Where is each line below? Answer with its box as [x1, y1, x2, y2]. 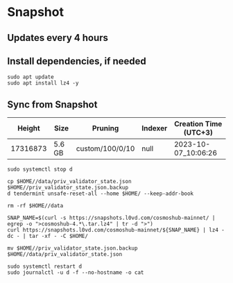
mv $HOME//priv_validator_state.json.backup [7, 245, 138, 252]
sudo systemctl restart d [7, 263, 82, 271]
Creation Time [174, 119, 223, 129]
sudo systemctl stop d [7, 166, 73, 173]
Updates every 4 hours [7, 32, 109, 44]
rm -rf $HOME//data [7, 203, 64, 209]
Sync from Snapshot [7, 98, 98, 110]
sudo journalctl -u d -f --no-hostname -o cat [7, 269, 144, 276]
